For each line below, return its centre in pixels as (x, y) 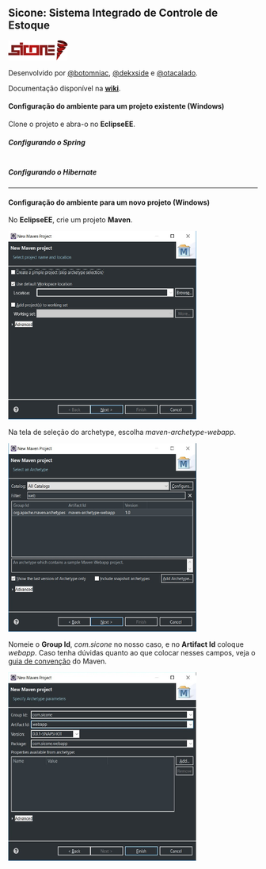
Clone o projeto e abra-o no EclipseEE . (72, 124)
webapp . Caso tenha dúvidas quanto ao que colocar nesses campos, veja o (132, 653)
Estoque (29, 26)
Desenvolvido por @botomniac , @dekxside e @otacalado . (103, 73)
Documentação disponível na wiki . (65, 88)
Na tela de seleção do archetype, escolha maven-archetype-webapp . (122, 433)
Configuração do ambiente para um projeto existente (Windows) (116, 106)
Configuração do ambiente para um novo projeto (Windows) (109, 202)
